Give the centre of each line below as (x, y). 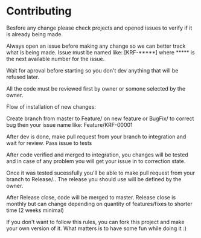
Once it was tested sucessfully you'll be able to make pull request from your (101, 173)
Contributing (39, 11)
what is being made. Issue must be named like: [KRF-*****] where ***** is (101, 52)
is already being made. (35, 34)
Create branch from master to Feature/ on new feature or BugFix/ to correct (100, 118)
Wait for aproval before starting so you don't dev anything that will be (92, 70)
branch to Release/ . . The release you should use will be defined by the (94, 179)
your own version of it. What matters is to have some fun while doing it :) (97, 228)
